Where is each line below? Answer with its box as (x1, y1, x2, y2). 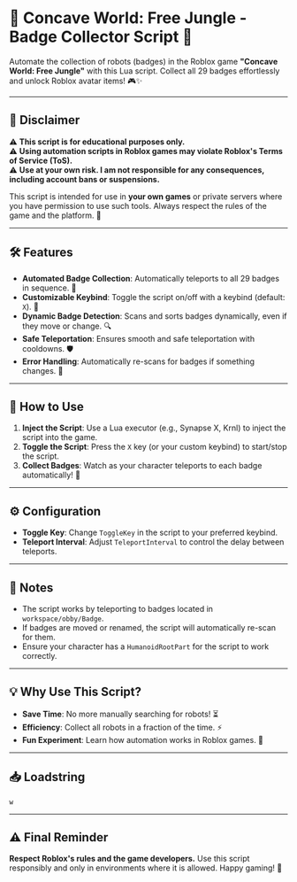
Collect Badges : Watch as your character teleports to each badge (21, 460, 263, 471)
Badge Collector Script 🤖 (9, 27, 193, 47)
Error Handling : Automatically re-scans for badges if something (21, 356, 255, 367)
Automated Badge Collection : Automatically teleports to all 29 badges (21, 273, 280, 283)
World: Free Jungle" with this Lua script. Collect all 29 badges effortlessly (9, 66, 280, 76)
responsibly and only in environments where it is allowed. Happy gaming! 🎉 (9, 863, 283, 873)
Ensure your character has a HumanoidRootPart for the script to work (21, 641, 270, 652)
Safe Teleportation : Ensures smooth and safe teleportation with (21, 333, 255, 344)
